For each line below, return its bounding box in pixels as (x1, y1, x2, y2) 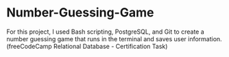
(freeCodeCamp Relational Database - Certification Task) (6, 42, 168, 50)
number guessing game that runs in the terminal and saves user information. (6, 34, 222, 43)
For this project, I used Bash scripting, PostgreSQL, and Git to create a (6, 27, 205, 36)
